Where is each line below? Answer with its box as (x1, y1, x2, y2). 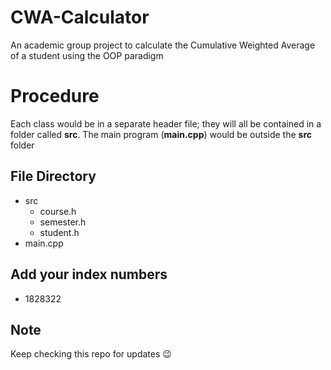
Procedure (10, 85, 100, 108)
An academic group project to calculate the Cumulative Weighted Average (10, 39, 316, 51)
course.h (39, 205, 77, 217)
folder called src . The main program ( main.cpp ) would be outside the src (10, 128, 312, 140)
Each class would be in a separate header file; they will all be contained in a (10, 117, 322, 130)
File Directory (10, 168, 97, 185)
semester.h (39, 216, 87, 228)
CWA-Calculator (10, 6, 150, 29)
